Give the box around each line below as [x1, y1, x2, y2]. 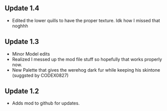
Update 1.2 [5, 87, 39, 95]
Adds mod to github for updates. [12, 100, 80, 106]
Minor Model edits [12, 50, 50, 57]
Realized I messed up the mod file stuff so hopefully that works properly [12, 56, 162, 62]
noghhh [12, 23, 28, 29]
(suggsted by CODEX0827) [12, 72, 69, 78]
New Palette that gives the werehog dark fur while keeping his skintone [12, 67, 160, 73]
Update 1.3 [5, 37, 39, 46]
